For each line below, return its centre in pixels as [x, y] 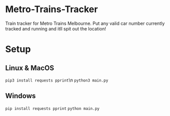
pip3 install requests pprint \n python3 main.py [57, 80]
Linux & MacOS [30, 68]
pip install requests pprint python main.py [52, 108]
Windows [20, 96]
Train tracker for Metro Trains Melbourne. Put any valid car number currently [85, 23]
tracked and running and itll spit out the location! [56, 28]
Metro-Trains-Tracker [52, 9]
